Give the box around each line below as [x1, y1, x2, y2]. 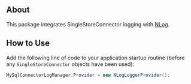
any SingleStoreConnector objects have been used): [6, 60, 135, 68]
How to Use [6, 38, 50, 49]
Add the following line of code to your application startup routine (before [6, 54, 185, 61]
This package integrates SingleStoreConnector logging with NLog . [6, 20, 170, 28]
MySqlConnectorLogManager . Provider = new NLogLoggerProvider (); [6, 72, 170, 78]
